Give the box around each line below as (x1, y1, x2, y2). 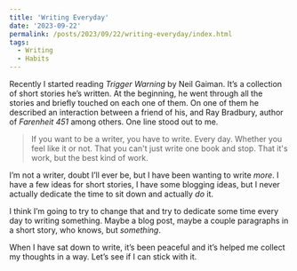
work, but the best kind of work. (30, 153, 148, 163)
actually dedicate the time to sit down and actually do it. (9, 188, 214, 199)
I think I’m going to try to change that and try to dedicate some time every (9, 206, 279, 216)
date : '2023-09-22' (9, 21, 82, 30)
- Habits (17, 54, 50, 63)
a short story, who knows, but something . (9, 225, 162, 235)
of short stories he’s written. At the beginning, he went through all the (9, 88, 263, 99)
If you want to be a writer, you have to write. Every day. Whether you (30, 134, 283, 144)
